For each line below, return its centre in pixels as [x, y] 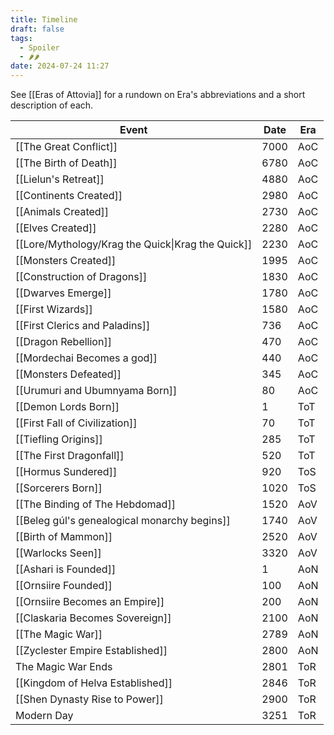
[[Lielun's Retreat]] [60, 179]
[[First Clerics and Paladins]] [83, 325]
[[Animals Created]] [62, 211]
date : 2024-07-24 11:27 [60, 66]
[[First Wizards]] [54, 309]
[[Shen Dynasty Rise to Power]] [89, 699]
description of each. [52, 105]
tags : [21, 38]
